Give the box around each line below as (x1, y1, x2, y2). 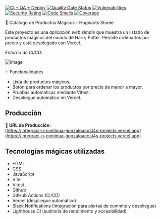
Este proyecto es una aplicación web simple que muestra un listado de (5, 29, 150, 35)
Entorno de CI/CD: (5, 50, 43, 55)
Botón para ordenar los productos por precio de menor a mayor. (12, 84, 143, 90)
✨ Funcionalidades (5, 69, 44, 75)
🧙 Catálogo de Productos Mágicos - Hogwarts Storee (5, 20, 114, 25)
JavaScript (12, 171, 35, 177)
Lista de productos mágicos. (12, 79, 71, 85)
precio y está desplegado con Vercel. (5, 40, 82, 46)
